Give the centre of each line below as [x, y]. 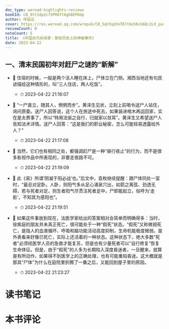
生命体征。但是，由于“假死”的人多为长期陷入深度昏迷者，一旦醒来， [83, 249]
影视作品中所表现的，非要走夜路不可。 [57, 157]
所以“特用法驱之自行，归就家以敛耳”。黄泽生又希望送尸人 [103, 117]
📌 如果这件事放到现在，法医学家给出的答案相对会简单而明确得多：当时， [87, 218]
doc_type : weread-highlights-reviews [45, 10]
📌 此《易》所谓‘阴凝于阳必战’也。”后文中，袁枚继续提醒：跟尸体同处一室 [86, 178]
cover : [12, 24]
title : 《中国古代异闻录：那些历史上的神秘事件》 [51, 38]
